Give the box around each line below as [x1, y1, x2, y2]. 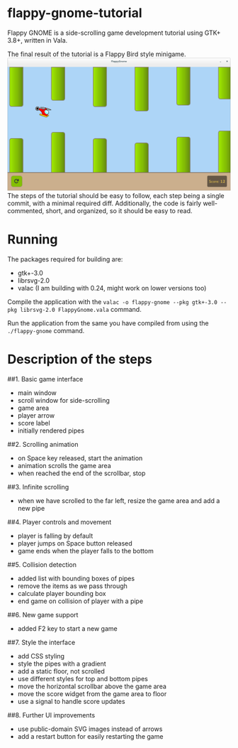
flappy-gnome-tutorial [7, 5, 143, 21]
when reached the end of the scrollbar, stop [17, 469, 146, 477]
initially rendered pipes [17, 426, 85, 435]
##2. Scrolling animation [7, 440, 79, 448]
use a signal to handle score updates [17, 697, 125, 705]
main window [17, 389, 57, 397]
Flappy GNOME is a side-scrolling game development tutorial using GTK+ [7, 28, 221, 37]
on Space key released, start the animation [17, 453, 143, 462]
